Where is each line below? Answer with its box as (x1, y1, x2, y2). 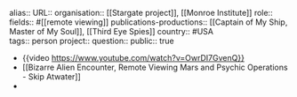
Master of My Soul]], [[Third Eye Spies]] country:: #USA (9, 26, 214, 36)
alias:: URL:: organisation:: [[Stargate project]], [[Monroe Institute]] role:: (9, 8, 273, 18)
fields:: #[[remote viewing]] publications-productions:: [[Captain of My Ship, (9, 17, 288, 27)
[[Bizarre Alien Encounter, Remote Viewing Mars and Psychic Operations (21, 62, 288, 72)
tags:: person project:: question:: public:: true (9, 35, 175, 46)
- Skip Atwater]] (21, 71, 82, 82)
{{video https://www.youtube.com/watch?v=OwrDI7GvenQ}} (21, 53, 245, 63)
